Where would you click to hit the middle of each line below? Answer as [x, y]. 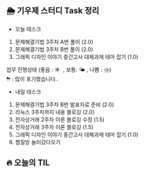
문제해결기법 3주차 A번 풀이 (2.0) [54, 41]
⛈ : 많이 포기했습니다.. [33, 79]
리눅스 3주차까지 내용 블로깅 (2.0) [55, 112]
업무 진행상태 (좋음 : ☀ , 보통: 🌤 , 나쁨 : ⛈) [59, 69]
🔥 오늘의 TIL [28, 163]
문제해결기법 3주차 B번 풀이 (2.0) [54, 49]
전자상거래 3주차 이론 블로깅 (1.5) [54, 127]
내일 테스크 [28, 91]
